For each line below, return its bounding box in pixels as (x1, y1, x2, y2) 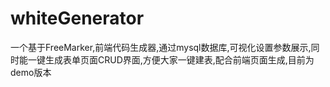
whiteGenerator (10, 7, 145, 30)
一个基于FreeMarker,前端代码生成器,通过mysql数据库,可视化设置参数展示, (10, 41, 312, 53)
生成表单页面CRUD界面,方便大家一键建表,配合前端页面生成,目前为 (44, 53, 315, 66)
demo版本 (10, 66, 52, 78)
